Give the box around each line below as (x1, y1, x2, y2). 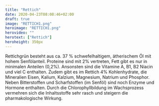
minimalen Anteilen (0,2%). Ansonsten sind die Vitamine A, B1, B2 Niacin (5, 63, 153, 69)
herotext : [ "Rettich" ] (5, 35, 52, 40)
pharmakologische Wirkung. (5, 95, 63, 101)
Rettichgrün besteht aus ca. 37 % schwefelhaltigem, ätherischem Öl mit (5, 53, 152, 59)
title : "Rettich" (5, 7, 41, 12)
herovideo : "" (5, 30, 35, 35)
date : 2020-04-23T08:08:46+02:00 (5, 12, 74, 17)
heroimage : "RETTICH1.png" (5, 26, 61, 31)
